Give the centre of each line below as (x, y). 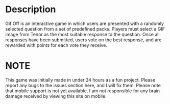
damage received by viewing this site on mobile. (56, 96)
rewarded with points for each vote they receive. (56, 45)
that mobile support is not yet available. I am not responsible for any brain (82, 91)
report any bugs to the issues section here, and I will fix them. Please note (83, 85)
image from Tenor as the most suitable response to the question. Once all (82, 34)
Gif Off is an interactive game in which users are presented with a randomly (85, 23)
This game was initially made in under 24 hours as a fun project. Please (80, 80)
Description (31, 9)
